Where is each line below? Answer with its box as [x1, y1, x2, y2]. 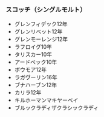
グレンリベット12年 [14, 28, 63, 35]
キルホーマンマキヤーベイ [14, 96, 79, 104]
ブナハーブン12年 [14, 81, 57, 89]
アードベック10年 [14, 58, 57, 66]
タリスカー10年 [14, 51, 53, 58]
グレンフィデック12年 [14, 20, 68, 28]
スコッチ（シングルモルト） [5, 5, 86, 13]
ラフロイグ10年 [14, 43, 53, 51]
